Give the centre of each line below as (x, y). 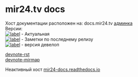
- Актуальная (36, 34)
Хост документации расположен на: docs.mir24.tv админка (69, 23)
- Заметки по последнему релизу (57, 39)
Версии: (14, 28)
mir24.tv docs (35, 9)
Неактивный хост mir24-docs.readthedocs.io (53, 69)
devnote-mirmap (23, 59)
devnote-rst (18, 54)
